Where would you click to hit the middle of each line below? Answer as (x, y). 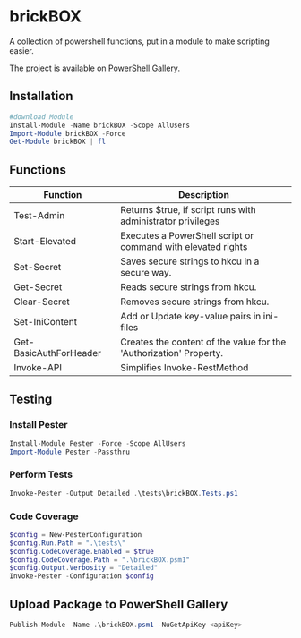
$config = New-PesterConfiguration (76, 534)
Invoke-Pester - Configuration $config (82, 576)
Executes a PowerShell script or (187, 236)
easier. (21, 50)
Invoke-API (38, 368)
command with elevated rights (184, 247)
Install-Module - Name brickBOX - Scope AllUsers (100, 125)
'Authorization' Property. (172, 353)
